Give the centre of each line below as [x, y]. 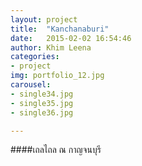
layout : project [44, 19]
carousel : [31, 85]
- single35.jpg [42, 103]
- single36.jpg [42, 112]
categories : [35, 57]
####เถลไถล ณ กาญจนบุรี [56, 150]
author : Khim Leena [51, 47]
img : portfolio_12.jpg [57, 76]
